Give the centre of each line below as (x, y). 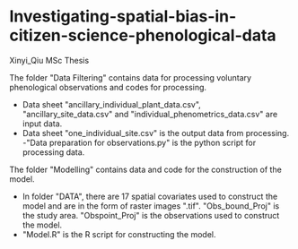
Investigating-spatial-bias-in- (123, 17)
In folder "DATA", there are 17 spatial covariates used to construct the (150, 196)
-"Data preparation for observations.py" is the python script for (139, 142)
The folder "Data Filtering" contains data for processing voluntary (131, 77)
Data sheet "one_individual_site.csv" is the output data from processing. (156, 133)
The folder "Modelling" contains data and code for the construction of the (146, 169)
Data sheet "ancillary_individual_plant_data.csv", (112, 104)
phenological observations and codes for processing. (108, 87)
